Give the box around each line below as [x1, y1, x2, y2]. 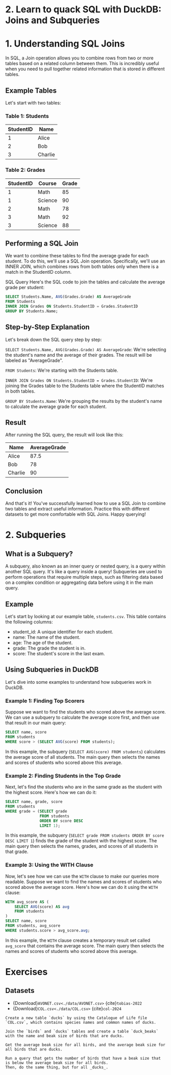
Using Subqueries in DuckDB [5, 665, 99, 674]
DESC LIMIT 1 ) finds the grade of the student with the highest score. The [5, 838, 157, 844]
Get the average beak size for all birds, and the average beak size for [5, 1042, 166, 1047]
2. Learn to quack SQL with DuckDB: [5, 4, 162, 15]
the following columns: [5, 619, 53, 625]
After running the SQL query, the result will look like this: [5, 432, 124, 438]
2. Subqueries [5, 529, 66, 541]
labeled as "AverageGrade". [5, 357, 63, 363]
